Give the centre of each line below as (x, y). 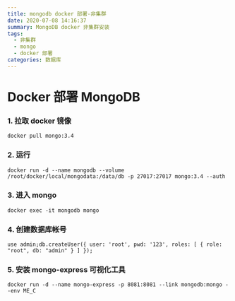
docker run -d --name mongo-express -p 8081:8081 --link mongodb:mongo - (118, 285)
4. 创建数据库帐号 (37, 229)
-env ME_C (22, 291)
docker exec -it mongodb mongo (53, 210)
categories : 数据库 (34, 60)
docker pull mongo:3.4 (41, 136)
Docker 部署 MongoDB (74, 97)
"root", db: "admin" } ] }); (50, 251)
